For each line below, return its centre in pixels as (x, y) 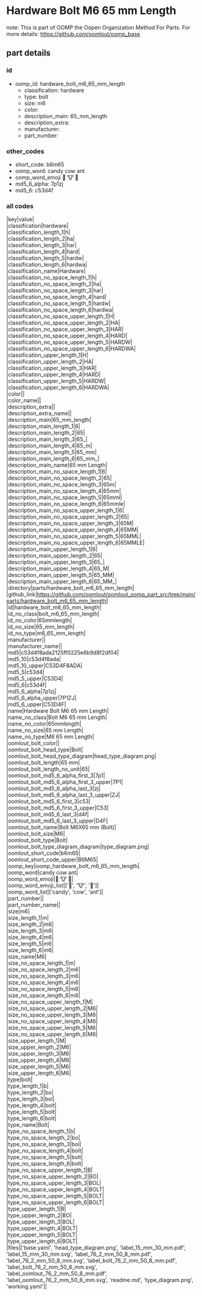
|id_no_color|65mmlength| (39, 620)
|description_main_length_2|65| (46, 433)
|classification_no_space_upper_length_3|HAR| (65, 329)
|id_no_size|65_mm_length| (40, 627)
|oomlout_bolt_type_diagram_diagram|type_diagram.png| (78, 847)
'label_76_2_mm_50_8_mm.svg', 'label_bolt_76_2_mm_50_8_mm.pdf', (92, 1261)
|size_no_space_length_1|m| (41, 963)
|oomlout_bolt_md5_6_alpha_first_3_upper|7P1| (65, 782)
